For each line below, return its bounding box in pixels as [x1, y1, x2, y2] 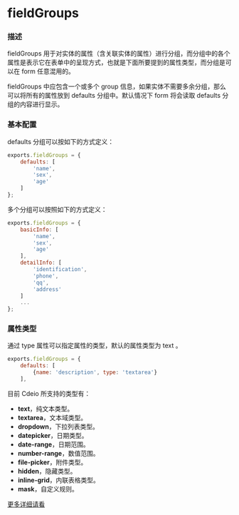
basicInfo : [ [20, 226, 59, 233]
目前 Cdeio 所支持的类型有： [7, 389, 91, 397]
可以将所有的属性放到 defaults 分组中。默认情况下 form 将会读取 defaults [7, 91, 221, 100]
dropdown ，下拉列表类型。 [17, 422, 100, 431]
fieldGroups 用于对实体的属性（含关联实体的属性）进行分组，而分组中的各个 [7, 49, 230, 58]
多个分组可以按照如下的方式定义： [7, 205, 107, 213]
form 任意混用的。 [21, 67, 75, 76]
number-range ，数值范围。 [17, 449, 100, 457]
